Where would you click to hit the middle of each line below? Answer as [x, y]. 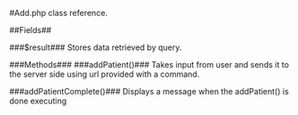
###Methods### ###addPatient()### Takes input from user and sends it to [149, 65]
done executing [38, 101]
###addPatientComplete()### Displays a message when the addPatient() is [149, 91]
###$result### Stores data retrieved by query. [96, 47]
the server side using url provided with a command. [105, 74]
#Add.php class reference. [58, 13]
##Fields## [31, 30]
